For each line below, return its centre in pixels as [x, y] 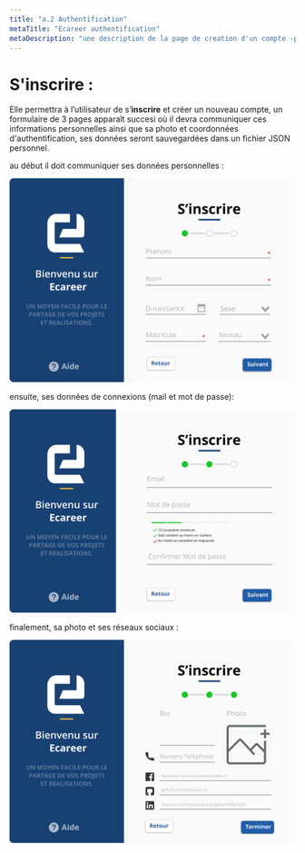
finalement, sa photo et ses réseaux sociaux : [94, 627]
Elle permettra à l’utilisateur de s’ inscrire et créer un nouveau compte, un [146, 110]
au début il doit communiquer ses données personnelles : [117, 166]
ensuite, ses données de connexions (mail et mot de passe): [122, 396]
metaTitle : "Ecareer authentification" [85, 29]
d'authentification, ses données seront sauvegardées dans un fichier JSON [150, 139]
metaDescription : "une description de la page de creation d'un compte [148, 38]
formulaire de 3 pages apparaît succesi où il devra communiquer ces [138, 119]
